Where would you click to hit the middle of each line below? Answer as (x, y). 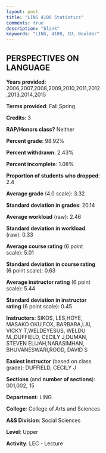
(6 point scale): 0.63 (31, 270)
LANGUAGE (28, 67)
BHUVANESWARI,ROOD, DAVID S (47, 350)
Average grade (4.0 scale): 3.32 (46, 193)
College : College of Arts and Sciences (53, 408)
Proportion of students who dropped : (53, 175)
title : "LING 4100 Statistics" (45, 17)
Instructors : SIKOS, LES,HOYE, (44, 318)
